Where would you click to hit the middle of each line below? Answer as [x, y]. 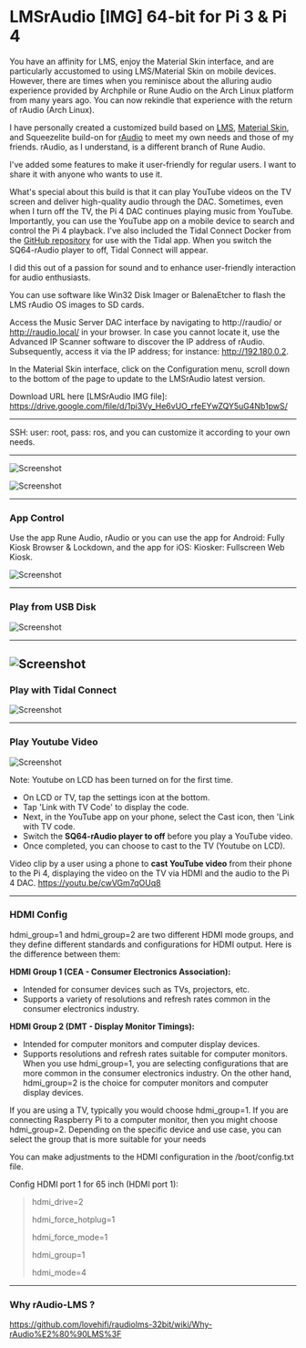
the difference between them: [65, 953]
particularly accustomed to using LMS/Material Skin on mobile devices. [143, 71]
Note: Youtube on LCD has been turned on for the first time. [122, 779]
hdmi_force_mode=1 [70, 1237]
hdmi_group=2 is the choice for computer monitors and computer [145, 1083]
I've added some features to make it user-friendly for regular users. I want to [153, 164]
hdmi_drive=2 [57, 1201]
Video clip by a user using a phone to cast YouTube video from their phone [151, 863]
